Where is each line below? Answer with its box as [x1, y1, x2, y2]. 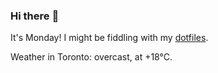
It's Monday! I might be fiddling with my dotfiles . [10, 32, 209, 44]
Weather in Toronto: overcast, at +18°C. [10, 51, 173, 63]
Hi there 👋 [10, 9, 60, 23]
